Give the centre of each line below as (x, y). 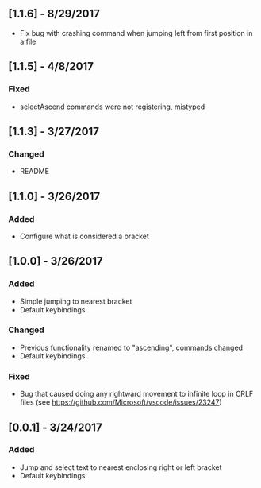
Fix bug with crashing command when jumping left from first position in (136, 33)
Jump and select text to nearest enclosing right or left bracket (121, 467)
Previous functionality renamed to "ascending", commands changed (131, 347)
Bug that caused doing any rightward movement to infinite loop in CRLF (136, 394)
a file (28, 41)
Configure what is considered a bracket (84, 236)
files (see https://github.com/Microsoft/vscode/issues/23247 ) (121, 402)
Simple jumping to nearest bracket (76, 301)
